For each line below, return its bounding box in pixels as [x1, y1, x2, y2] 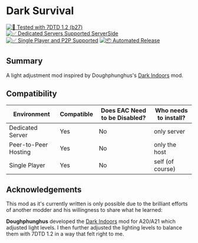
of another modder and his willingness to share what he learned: [6, 207, 163, 214]
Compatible [60, 110, 93, 118]
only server [154, 127, 186, 135]
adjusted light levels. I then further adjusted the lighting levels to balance [6, 224, 183, 231]
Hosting [9, 148, 31, 156]
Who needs [155, 106, 188, 114]
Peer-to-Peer [9, 140, 48, 148]
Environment [13, 110, 50, 118]
